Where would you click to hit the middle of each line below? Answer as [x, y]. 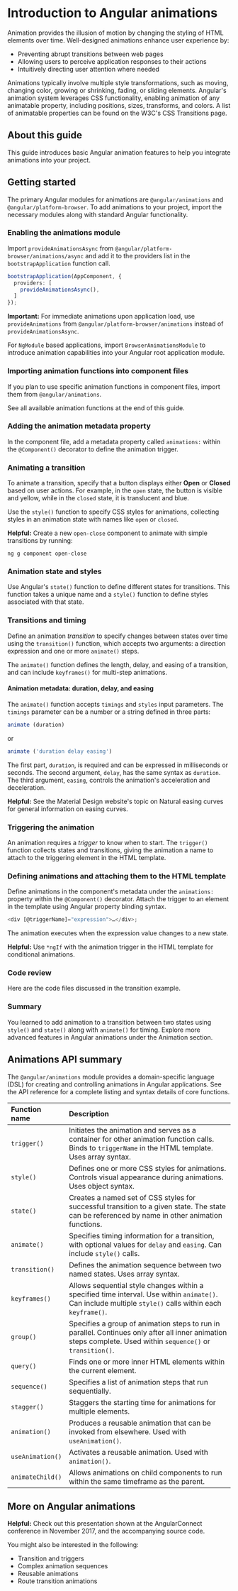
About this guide [45, 135]
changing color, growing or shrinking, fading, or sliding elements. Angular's [117, 90]
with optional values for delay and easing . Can [145, 1245]
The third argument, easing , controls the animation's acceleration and [109, 780]
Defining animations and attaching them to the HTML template [117, 876]
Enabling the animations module [64, 233]
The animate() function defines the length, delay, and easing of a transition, [118, 664]
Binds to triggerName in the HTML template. [141, 1147]
